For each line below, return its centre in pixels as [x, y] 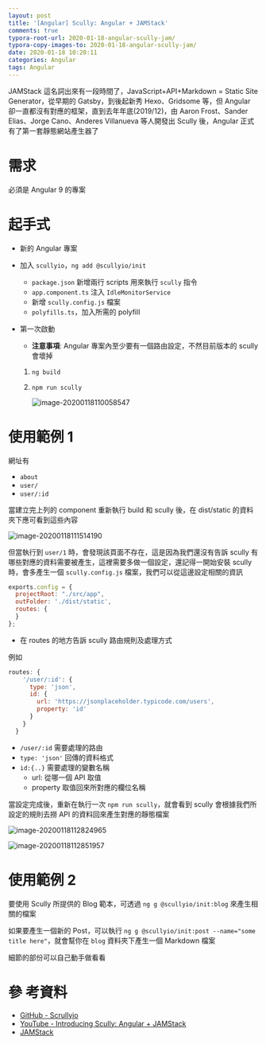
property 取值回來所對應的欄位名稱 [89, 787]
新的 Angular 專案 [48, 248]
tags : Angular [32, 68]
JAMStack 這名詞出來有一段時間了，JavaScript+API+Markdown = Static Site [133, 91]
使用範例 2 [42, 880]
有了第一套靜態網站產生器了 [54, 130]
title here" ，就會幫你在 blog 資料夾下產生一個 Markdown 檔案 [112, 941]
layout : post [30, 16]
